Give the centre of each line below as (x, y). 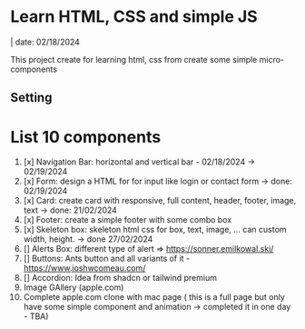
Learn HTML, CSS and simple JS (134, 17)
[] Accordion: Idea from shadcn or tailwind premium (120, 278)
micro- (272, 59)
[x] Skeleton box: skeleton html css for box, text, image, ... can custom (155, 230)
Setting (31, 98)
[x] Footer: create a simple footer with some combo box (128, 220)
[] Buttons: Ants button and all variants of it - (107, 259)
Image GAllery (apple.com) (74, 287)
